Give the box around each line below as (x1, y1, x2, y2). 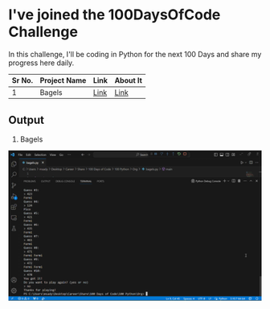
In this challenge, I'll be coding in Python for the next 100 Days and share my (8, 49, 262, 59)
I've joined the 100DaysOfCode (8, 6, 221, 24)
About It (114, 76, 143, 85)
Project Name (39, 76, 87, 85)
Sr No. (11, 76, 34, 85)
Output (8, 113, 44, 126)
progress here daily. (8, 58, 75, 68)
